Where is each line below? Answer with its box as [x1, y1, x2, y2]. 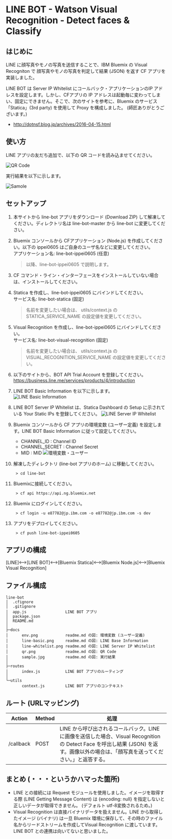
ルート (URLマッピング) [6, 698, 80, 707]
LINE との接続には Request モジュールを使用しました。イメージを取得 [13, 789, 160, 795]
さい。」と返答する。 [59, 756, 109, 763]
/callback [8, 740, 31, 747]
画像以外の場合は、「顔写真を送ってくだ [69, 748, 164, 755]
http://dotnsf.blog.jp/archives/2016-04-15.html [13, 122, 111, 127]
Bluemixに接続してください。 [13, 481, 75, 487]
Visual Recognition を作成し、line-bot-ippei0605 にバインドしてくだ [13, 324, 157, 330]
